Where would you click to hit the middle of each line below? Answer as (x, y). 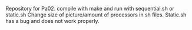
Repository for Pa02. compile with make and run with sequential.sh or (90, 9)
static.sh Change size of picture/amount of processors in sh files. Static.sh (96, 15)
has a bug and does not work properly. (52, 21)
